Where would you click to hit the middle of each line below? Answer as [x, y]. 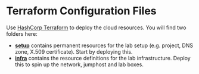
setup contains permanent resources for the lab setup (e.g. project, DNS [104, 45]
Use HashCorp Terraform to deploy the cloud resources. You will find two [96, 27]
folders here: [22, 33]
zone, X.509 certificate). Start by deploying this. [74, 51]
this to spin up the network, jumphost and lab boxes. [79, 64]
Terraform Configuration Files [81, 11]
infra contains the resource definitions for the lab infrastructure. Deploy [102, 58]
